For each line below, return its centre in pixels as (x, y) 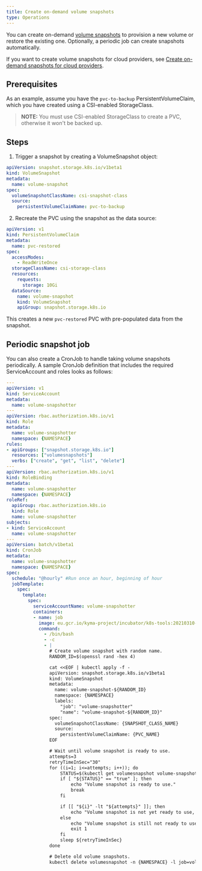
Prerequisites (32, 84)
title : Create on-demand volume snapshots (60, 12)
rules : (14, 444)
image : (47, 623)
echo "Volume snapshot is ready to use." (123, 785)
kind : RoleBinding (29, 478)
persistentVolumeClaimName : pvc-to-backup (71, 207)
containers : (48, 612)
